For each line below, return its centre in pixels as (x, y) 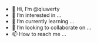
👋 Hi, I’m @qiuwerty (36, 9)
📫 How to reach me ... (39, 34)
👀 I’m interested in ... (36, 15)
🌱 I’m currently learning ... (43, 21)
